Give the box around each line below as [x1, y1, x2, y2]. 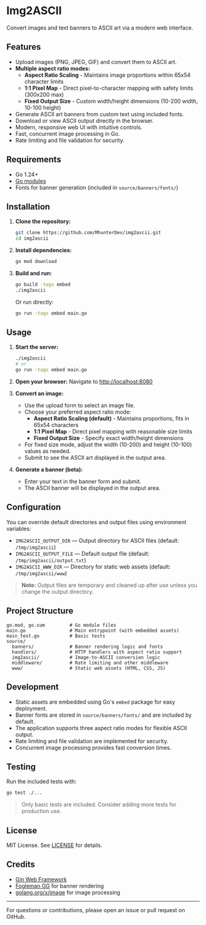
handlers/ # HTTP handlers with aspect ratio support [12, 649, 183, 655]
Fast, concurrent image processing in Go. [15, 130, 120, 137]
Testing [6, 762, 36, 772]
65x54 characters [33, 422, 78, 429]
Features [6, 42, 41, 52]
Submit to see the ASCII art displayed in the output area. [24, 454, 167, 462]
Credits [6, 859, 36, 870]
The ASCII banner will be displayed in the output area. [24, 484, 161, 492]
